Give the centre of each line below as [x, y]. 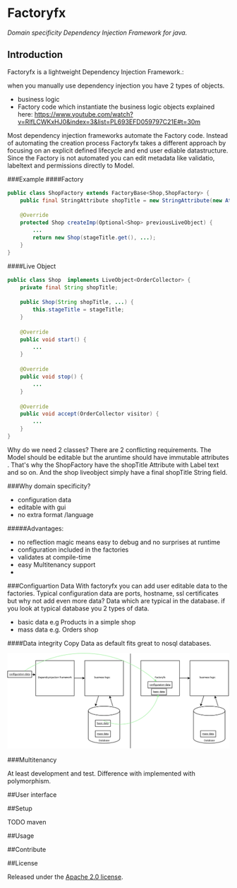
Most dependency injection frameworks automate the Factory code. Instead [117, 135]
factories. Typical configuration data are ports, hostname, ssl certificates [113, 593]
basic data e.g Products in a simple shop [77, 622]
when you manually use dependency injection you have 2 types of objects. [116, 85]
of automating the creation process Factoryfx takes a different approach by [117, 143]
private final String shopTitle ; [69, 288]
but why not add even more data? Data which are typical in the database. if [116, 600]
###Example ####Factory [45, 179]
